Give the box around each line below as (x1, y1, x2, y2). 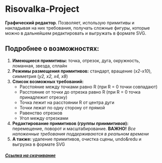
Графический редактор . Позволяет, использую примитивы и (5, 20, 135, 26)
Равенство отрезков (19, 110, 63, 116)
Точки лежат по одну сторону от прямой (19, 104, 105, 110)
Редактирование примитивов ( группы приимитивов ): (12, 120, 129, 126)
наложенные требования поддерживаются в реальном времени (12, 130, 149, 136)
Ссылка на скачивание (5, 153, 56, 159)
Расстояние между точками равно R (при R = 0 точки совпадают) (19, 84, 158, 90)
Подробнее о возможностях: (5, 44, 100, 53)
